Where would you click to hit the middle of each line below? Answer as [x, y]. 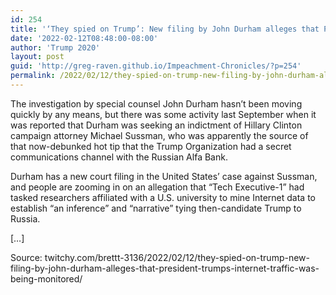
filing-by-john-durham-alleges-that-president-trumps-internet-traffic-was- [165, 268]
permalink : [33, 76]
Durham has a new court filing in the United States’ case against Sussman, [164, 176]
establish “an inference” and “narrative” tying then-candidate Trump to [156, 208]
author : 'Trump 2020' [55, 47]
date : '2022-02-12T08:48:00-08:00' [84, 38]
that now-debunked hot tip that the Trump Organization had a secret [151, 146]
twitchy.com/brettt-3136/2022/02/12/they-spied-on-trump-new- [177, 257]
